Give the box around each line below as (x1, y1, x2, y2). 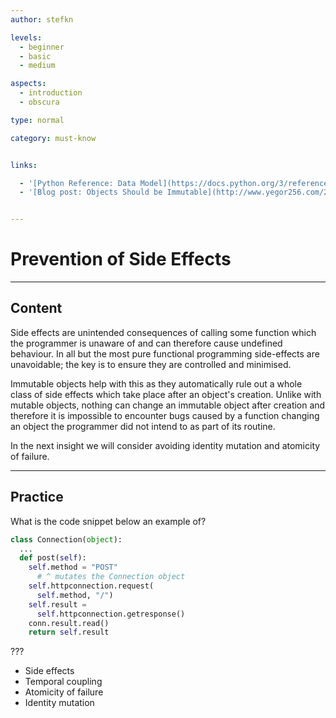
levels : (10, 32, 43, 43)
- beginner (19, 42, 65, 52)
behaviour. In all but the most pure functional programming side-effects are (10, 347, 320, 360)
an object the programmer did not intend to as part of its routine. (10, 420, 276, 432)
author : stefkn (10, 14, 74, 25)
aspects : (10, 79, 47, 89)
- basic (19, 51, 52, 61)
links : (10, 160, 38, 170)
